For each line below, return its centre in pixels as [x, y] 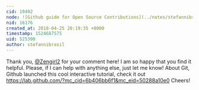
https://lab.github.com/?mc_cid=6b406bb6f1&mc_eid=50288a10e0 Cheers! [98, 80]
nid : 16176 [20, 22]
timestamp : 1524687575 [34, 34]
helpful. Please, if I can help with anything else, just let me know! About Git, [98, 67]
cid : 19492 [20, 12]
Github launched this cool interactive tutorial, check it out [76, 74]
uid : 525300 [21, 39]
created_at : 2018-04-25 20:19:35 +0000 [55, 28]
